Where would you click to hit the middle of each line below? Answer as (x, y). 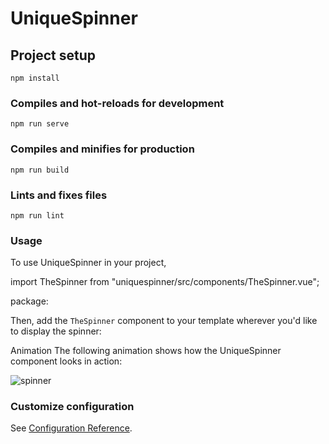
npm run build (40, 170)
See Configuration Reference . (71, 428)
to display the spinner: (56, 331)
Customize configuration (72, 407)
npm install (35, 78)
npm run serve (40, 124)
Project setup (53, 55)
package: (29, 301)
